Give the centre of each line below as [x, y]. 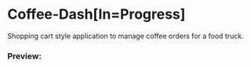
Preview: [25, 56]
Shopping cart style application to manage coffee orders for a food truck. [125, 36]
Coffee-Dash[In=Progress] [96, 14]
